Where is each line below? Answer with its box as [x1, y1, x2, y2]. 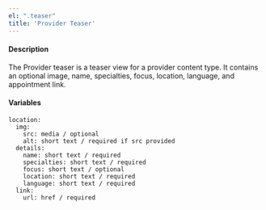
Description [8, 44, 49, 54]
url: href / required [23, 193, 95, 202]
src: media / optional [23, 130, 99, 138]
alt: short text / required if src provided [23, 136, 175, 145]
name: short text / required [23, 151, 121, 159]
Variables [8, 98, 42, 107]
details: [15, 144, 45, 152]
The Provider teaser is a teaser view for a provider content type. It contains [8, 62, 259, 72]
